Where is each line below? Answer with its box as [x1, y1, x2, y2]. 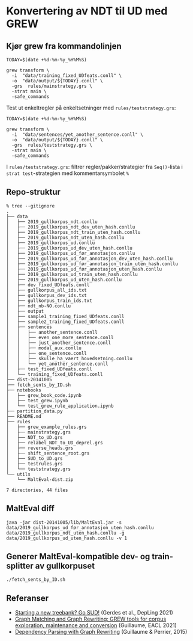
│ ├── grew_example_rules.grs [6, 424, 87, 430]
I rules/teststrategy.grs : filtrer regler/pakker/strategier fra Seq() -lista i [6, 164, 183, 170]
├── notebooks [6, 387, 42, 393]
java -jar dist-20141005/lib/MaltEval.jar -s [6, 519, 122, 526]
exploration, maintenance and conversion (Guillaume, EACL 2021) [14, 622, 177, 629]
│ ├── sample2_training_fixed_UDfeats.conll [6, 319, 125, 325]
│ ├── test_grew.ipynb [6, 397, 68, 403]
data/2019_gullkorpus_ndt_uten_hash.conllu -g [6, 530, 125, 536]
